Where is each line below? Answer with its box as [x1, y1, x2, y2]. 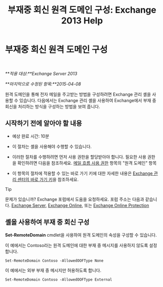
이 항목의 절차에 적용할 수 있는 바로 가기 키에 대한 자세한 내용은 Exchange [12, 170, 153, 176]
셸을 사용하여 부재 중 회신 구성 [5, 218, 90, 226]
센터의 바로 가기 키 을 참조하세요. [17, 176, 79, 182]
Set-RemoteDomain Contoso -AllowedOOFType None [5, 258, 104, 263]
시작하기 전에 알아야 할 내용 [5, 119, 82, 127]
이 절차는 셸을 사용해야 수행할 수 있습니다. [12, 143, 92, 149]
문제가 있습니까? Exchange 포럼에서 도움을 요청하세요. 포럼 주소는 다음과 [5, 196, 144, 202]
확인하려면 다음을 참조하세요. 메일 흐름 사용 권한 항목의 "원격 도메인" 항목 [17, 160, 157, 166]
